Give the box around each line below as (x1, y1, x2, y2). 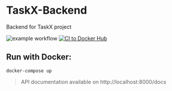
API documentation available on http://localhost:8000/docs (20, 78, 167, 85)
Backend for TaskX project (6, 23, 72, 30)
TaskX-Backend (6, 4, 88, 17)
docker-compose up (6, 68, 52, 74)
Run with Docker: (6, 52, 72, 62)
